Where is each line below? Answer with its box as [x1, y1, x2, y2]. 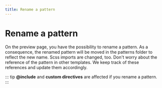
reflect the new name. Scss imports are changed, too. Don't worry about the [5, 54, 158, 60]
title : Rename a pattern [5, 7, 55, 12]
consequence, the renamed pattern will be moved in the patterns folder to [5, 49, 153, 55]
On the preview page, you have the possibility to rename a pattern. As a [5, 44, 148, 50]
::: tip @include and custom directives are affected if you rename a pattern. [5, 73, 158, 80]
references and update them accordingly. [5, 64, 88, 70]
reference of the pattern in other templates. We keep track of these [5, 59, 139, 65]
